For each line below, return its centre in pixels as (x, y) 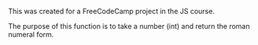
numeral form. (31, 35)
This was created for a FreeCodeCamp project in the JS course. (111, 11)
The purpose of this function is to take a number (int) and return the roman (129, 26)
